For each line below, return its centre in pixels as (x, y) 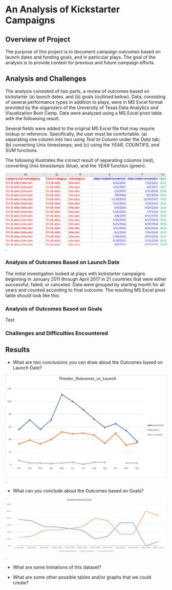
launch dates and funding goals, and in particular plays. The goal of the (81, 57)
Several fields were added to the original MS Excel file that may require (80, 128)
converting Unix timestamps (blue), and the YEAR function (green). (76, 165)
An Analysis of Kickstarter (63, 10)
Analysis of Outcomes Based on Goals (54, 308)
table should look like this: (33, 295)
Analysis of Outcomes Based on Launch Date (62, 262)
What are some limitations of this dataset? (57, 567)
